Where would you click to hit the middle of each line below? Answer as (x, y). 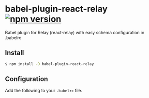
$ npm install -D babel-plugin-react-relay (50, 64)
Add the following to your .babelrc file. (44, 91)
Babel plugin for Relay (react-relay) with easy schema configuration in (75, 32)
